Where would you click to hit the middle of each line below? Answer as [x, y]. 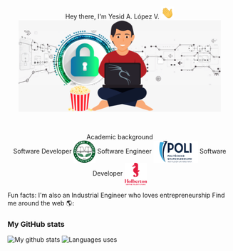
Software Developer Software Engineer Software [120, 151]
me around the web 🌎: [41, 203]
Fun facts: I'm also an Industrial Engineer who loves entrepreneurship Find [116, 196]
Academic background [120, 137]
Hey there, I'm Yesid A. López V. [112, 16]
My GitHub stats [36, 225]
